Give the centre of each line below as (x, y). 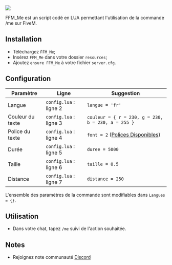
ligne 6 (54, 167)
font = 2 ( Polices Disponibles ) (124, 135)
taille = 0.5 (103, 164)
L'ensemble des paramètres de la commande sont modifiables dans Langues (85, 195)
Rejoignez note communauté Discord (52, 257)
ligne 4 (54, 138)
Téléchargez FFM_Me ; (34, 51)
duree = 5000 (103, 149)
